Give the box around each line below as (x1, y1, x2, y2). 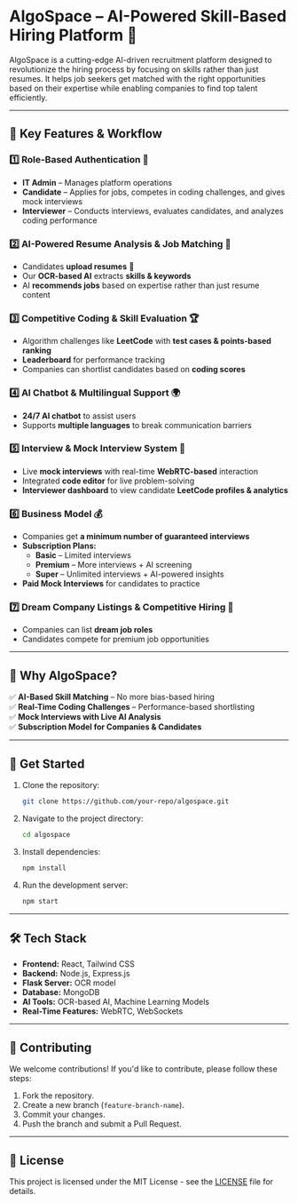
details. (9, 1185, 36, 1196)
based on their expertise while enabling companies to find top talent (9, 83, 258, 93)
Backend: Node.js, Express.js (21, 968, 130, 979)
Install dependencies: (21, 846, 101, 856)
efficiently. (9, 92, 48, 103)
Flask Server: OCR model (21, 977, 117, 988)
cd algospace (21, 830, 71, 839)
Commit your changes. (21, 1109, 106, 1120)
